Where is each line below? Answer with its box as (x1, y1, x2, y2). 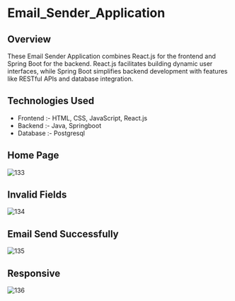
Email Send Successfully (7, 228, 119, 240)
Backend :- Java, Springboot (17, 121, 101, 130)
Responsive (7, 267, 61, 279)
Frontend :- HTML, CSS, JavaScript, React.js (17, 113, 147, 122)
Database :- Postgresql (17, 129, 85, 137)
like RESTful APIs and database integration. (7, 74, 134, 83)
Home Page (7, 149, 59, 161)
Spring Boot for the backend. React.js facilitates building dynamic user (7, 59, 213, 68)
